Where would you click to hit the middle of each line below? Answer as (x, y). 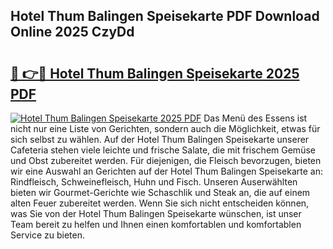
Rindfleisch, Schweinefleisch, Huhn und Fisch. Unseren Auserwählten (154, 182)
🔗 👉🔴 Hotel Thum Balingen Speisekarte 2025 (155, 73)
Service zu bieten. (47, 235)
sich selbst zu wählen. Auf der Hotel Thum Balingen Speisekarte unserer (160, 139)
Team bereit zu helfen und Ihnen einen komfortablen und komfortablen (156, 224)
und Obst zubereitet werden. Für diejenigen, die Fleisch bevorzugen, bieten (166, 160)
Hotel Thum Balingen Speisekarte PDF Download (165, 16)
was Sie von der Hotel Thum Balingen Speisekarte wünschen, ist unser (156, 213)
